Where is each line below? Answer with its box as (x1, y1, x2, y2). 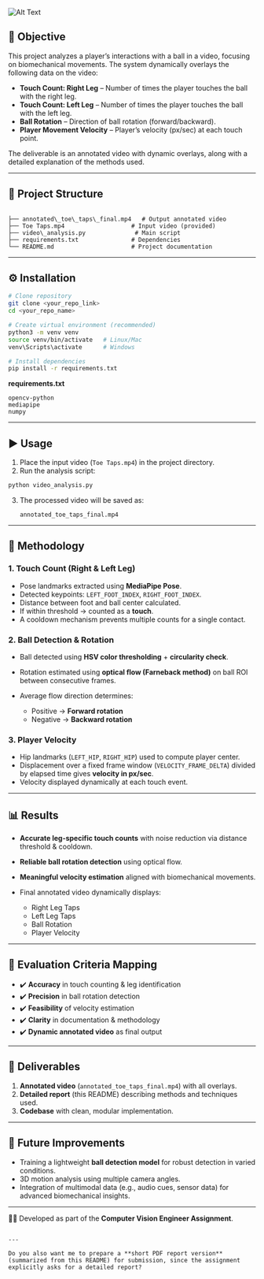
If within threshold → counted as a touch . (19, 606, 154, 615)
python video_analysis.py (8, 481, 93, 489)
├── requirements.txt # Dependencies (8, 236, 181, 244)
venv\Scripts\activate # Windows (8, 343, 135, 351)
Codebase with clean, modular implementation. (19, 1106, 174, 1115)
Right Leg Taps (31, 903, 80, 913)
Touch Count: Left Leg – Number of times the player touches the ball (19, 99, 244, 110)
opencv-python (8, 394, 55, 402)
